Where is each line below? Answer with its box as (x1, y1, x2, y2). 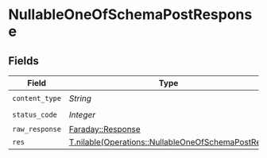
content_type (12, 94, 62, 102)
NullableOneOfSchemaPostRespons (8, 6, 253, 24)
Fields (8, 54, 40, 67)
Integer (68, 109, 96, 120)
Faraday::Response (68, 124, 141, 134)
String (68, 93, 92, 104)
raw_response (12, 125, 62, 133)
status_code (12, 110, 58, 119)
